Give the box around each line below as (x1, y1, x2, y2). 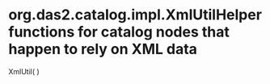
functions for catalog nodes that (8, 23, 230, 41)
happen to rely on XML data (8, 40, 198, 58)
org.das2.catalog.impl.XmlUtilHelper (8, 6, 263, 24)
